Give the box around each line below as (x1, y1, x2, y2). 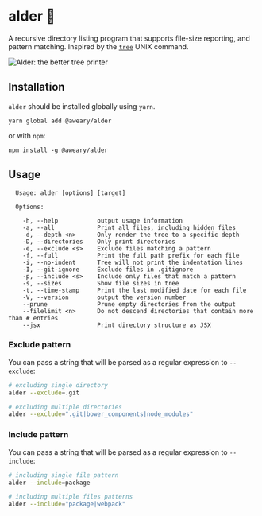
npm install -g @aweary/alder (8, 146, 109, 154)
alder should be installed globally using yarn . (8, 101, 156, 111)
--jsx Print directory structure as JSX (22, 321, 212, 329)
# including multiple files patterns (8, 493, 133, 501)
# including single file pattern (8, 471, 119, 479)
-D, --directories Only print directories (22, 238, 176, 246)
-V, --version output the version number (22, 293, 187, 301)
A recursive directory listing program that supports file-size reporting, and (8, 33, 250, 43)
